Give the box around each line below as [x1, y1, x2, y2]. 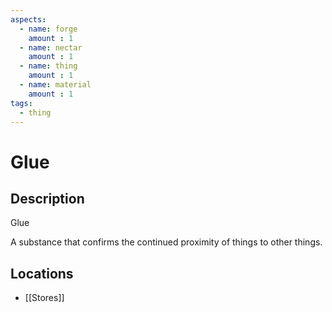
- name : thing [19, 61, 78, 71]
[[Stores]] [24, 292, 65, 304]
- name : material [19, 80, 92, 90]
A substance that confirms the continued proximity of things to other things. [10, 236, 323, 248]
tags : [10, 98, 33, 108]
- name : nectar [19, 42, 83, 53]
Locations [10, 265, 74, 282]
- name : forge [19, 24, 78, 34]
